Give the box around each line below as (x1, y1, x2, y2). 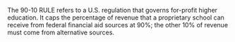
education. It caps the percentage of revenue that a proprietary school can (7, 13, 224, 22)
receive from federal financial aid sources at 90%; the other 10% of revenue (7, 21, 228, 29)
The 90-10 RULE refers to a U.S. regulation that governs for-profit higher (7, 6, 217, 14)
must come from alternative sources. (7, 28, 115, 36)
